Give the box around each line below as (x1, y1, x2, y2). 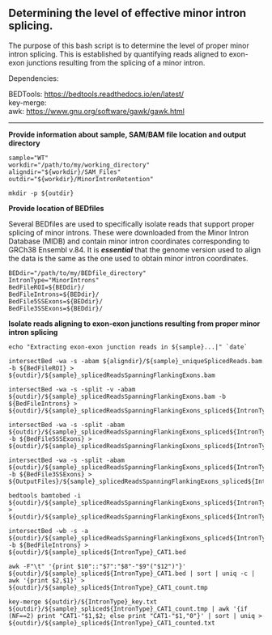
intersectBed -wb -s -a (8, 527, 89, 535)
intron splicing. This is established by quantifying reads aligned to (8, 49, 227, 59)
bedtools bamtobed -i (8, 491, 82, 500)
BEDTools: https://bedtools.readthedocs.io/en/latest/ (8, 89, 185, 99)
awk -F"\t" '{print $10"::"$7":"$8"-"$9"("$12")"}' (8, 562, 186, 570)
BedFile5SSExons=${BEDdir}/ (8, 297, 104, 306)
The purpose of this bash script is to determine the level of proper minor (8, 40, 249, 50)
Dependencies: (8, 73, 59, 83)
